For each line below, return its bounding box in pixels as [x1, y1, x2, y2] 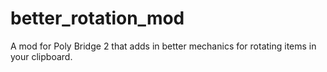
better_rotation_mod [10, 7, 185, 30]
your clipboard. [10, 50, 73, 62]
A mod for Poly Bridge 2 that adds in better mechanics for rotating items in [10, 40, 317, 52]
